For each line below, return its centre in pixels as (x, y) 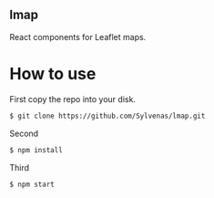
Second (24, 133)
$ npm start (32, 184)
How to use (53, 74)
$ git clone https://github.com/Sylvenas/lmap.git (107, 116)
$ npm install (36, 150)
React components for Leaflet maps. (78, 36)
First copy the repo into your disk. (73, 99)
